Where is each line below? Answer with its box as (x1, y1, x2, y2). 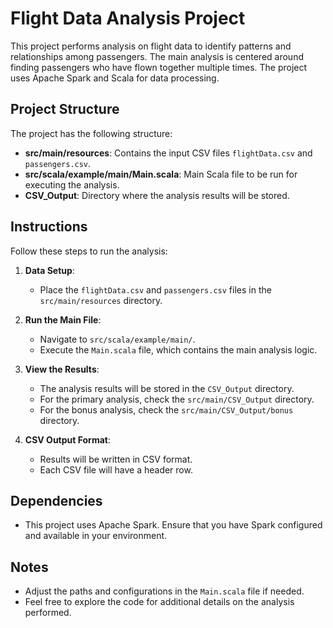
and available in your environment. (24, 530, 168, 542)
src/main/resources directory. (39, 294, 163, 306)
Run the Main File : (24, 313, 102, 326)
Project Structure (10, 101, 120, 118)
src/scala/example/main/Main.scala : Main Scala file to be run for (24, 168, 298, 180)
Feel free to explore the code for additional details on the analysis (24, 596, 295, 608)
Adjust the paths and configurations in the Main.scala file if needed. (24, 585, 305, 597)
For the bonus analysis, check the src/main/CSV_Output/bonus (39, 403, 294, 416)
